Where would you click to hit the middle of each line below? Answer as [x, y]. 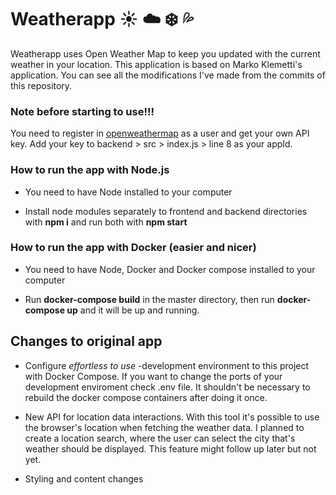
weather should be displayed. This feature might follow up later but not [170, 448]
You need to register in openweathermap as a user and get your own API [160, 133]
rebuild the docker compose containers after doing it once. [146, 397]
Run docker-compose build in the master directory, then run [149, 299]
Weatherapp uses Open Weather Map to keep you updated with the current [165, 53]
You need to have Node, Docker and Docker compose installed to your [170, 269]
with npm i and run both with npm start [106, 222]
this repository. [41, 85]
